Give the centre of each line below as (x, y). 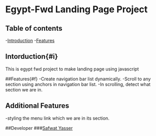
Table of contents (34, 28)
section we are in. (24, 89)
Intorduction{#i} (32, 56)
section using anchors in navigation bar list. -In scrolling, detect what (78, 84)
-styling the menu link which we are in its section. (58, 118)
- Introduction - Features (30, 40)
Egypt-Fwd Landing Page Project (76, 9)
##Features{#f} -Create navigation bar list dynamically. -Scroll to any (78, 79)
